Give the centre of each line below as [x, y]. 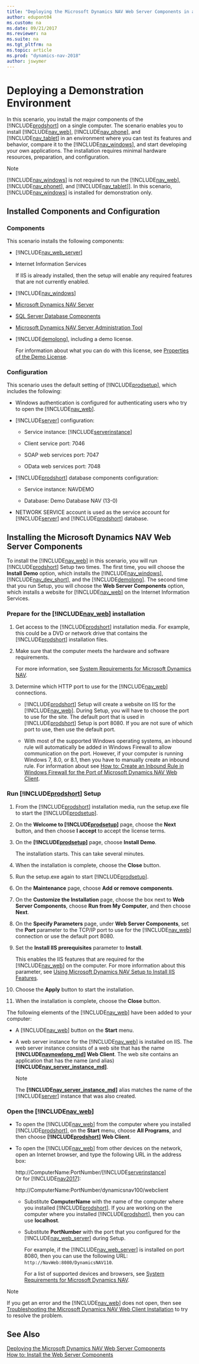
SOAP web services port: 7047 [61, 455]
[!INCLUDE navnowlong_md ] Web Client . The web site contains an [97, 1054]
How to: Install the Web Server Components [60, 1355]
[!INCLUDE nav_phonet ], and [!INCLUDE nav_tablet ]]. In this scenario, [89, 186]
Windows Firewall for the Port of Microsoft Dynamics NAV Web [101, 772]
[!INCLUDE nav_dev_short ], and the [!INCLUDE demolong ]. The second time [97, 580]
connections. [31, 693]
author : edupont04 [29, 17]
